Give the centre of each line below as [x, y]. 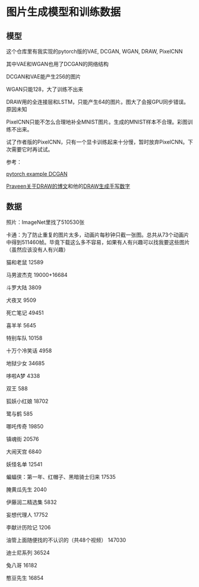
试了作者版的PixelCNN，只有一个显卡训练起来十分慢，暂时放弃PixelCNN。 [97, 142]
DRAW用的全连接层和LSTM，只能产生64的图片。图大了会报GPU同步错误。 [97, 102]
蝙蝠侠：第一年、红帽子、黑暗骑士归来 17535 [61, 476]
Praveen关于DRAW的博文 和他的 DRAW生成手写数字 [68, 186]
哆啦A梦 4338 [23, 375]
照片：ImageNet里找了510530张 [45, 222]
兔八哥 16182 [22, 565]
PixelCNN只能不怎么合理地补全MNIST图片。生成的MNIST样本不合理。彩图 [97, 122]
